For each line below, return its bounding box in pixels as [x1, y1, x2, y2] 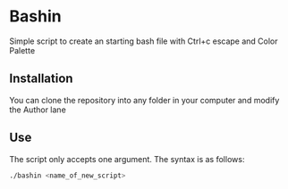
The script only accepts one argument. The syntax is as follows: [9, 153, 245, 164]
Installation [9, 71, 73, 86]
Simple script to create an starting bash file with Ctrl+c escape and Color [9, 36, 279, 46]
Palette [9, 45, 36, 55]
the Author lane [9, 104, 67, 115]
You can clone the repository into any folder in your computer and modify [9, 94, 280, 105]
